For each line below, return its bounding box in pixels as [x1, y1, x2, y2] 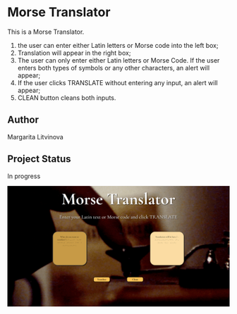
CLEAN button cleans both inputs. [17, 93, 116, 102]
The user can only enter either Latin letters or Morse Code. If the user [17, 56, 220, 64]
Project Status [7, 153, 72, 165]
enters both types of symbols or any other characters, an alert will [17, 63, 210, 72]
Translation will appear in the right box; [17, 49, 131, 57]
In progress [7, 172, 41, 180]
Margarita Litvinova [7, 132, 63, 141]
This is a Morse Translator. [7, 27, 85, 36]
